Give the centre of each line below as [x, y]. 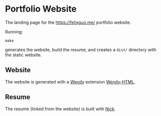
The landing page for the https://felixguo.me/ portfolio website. [68, 22]
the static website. [24, 55]
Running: [14, 32]
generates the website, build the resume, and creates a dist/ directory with [81, 50]
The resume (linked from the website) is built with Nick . [60, 109]
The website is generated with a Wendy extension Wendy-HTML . [70, 82]
